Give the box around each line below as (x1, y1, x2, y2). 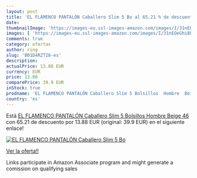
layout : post (6, 8, 38, 15)
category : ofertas (6, 42, 51, 48)
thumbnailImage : (6, 25, 46, 31)
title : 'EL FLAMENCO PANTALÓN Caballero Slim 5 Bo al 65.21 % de (6, 14, 169, 20)
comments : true (6, 36, 43, 42)
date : (6, 19, 19, 25)
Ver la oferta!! (6, 147, 39, 155)
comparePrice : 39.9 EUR (6, 80, 64, 86)
